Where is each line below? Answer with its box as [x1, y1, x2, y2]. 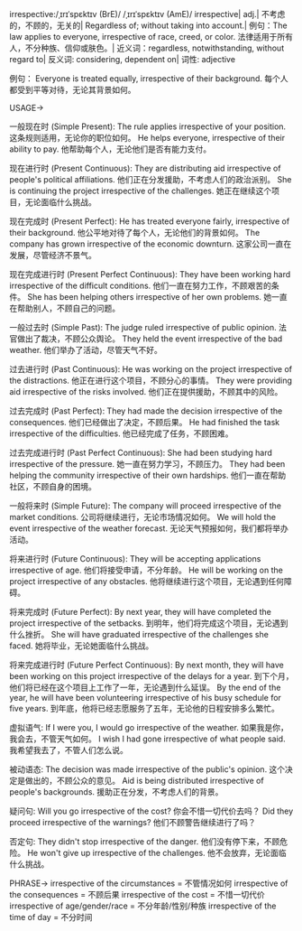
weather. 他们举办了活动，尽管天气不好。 [9, 345, 162, 355]
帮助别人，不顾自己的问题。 [16, 303, 120, 313]
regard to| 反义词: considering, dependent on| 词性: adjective [9, 54, 236, 64]
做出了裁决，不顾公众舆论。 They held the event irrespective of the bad [16, 333, 283, 344]
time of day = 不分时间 [9, 912, 93, 922]
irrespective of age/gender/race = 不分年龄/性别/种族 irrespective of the [9, 900, 277, 911]
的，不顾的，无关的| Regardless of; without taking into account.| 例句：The [9, 20, 288, 31]
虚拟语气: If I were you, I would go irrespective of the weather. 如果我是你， [9, 722, 288, 732]
